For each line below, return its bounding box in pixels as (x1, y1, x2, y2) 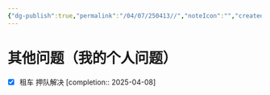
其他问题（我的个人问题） (7, 49, 178, 67)
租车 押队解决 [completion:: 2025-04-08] (19, 77, 156, 87)
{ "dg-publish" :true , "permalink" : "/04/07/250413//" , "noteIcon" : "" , (7, 11, 235, 20)
